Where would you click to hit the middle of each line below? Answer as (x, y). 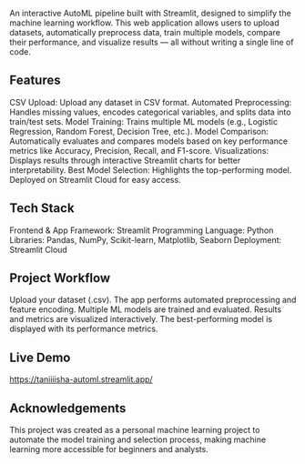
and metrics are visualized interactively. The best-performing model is (141, 319)
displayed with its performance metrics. (84, 329)
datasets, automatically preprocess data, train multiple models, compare (145, 32)
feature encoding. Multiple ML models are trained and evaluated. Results (146, 309)
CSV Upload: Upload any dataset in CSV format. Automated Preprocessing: (151, 102)
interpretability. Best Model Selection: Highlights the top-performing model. (151, 170)
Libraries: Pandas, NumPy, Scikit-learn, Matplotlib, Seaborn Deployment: (146, 239)
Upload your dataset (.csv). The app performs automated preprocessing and (153, 300)
